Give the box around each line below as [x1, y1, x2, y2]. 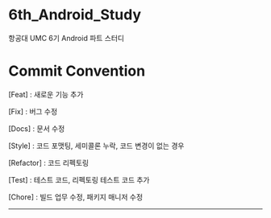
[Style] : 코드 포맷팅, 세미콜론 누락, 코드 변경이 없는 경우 [8, 141, 185, 150]
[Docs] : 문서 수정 [8, 123, 65, 134]
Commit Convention [8, 62, 146, 80]
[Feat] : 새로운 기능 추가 [8, 89, 84, 99]
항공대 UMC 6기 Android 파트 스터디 [8, 33, 125, 43]
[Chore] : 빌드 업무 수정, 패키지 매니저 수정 [8, 191, 144, 202]
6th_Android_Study [8, 6, 142, 24]
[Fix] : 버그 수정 [8, 106, 58, 116]
